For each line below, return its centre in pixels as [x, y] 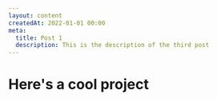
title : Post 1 [39, 38]
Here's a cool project [79, 85]
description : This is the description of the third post [113, 45]
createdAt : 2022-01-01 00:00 [57, 23]
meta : [17, 30]
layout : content [35, 16]
